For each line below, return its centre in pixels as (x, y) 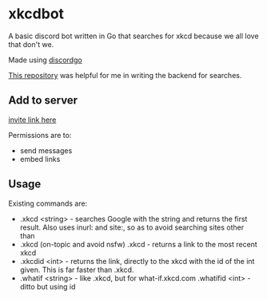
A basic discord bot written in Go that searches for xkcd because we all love (133, 36)
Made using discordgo (45, 60)
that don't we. (31, 44)
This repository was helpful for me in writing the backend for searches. (125, 75)
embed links (40, 159)
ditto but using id (48, 286)
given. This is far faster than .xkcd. (77, 269)
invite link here (32, 120)
